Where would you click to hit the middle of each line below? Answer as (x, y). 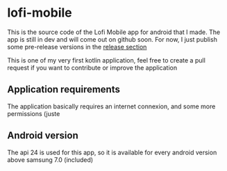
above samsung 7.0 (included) (50, 160)
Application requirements (64, 89)
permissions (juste (34, 113)
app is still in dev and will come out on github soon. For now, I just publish (112, 39)
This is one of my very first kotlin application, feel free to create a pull (107, 60)
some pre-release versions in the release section (77, 47)
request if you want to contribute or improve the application (92, 67)
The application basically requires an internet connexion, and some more (111, 106)
